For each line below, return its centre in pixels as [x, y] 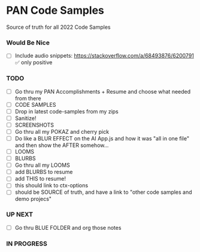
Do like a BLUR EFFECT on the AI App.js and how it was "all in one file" [102, 138]
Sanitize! [25, 118]
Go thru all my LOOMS [42, 165]
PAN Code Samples [55, 10]
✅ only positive [34, 62]
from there [28, 98]
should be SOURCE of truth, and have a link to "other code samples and [104, 192]
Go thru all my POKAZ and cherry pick [62, 131]
